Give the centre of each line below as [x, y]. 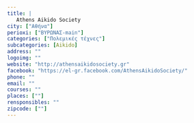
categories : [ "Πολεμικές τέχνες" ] [56, 39]
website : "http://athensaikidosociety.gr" [68, 64]
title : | [19, 13]
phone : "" [21, 77]
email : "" [21, 83]
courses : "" [24, 90]
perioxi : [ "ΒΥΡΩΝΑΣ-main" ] [45, 32]
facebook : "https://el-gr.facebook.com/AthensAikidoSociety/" [97, 70]
